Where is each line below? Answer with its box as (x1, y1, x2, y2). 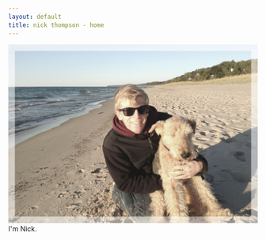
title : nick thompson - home (8, 21, 104, 29)
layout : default (8, 13, 62, 21)
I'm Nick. (8, 223, 37, 233)
